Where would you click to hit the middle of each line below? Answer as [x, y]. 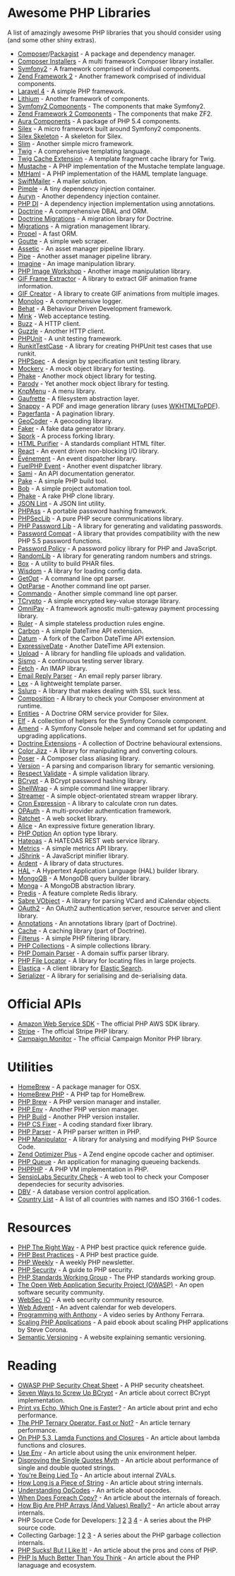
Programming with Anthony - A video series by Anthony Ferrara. [111, 1314]
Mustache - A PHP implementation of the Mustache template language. [121, 166]
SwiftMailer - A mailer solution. [62, 181]
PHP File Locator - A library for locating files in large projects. [107, 960]
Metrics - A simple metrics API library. [73, 848]
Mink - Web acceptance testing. [64, 316]
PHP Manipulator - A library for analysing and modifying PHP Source [117, 1139]
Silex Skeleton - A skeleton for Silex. [70, 136]
